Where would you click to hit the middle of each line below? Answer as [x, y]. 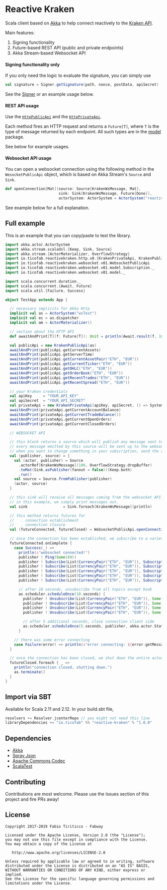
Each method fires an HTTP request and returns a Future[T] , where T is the [82, 126]
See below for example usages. [37, 147]
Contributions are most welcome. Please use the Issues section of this [77, 794]
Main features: [20, 32]
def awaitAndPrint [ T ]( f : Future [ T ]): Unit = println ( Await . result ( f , [83, 336]
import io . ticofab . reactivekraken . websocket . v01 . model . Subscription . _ [80, 268]
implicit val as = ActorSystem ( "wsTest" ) [53, 313]
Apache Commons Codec [39, 761]
